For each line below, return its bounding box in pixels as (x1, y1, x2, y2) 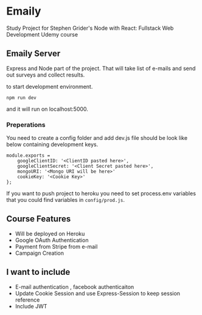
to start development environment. (6, 83, 93, 90)
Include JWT (15, 302, 47, 310)
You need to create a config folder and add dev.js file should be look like (6, 134, 187, 142)
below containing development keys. (6, 141, 99, 148)
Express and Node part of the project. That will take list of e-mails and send (6, 64, 196, 72)
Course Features (6, 214, 71, 224)
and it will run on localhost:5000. (6, 105, 88, 112)
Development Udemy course (6, 30, 78, 38)
